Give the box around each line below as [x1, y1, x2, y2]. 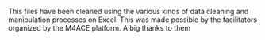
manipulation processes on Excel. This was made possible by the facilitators [8, 15, 258, 24]
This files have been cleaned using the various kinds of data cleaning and [8, 7, 249, 16]
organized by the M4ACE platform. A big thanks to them [8, 24, 191, 32]
